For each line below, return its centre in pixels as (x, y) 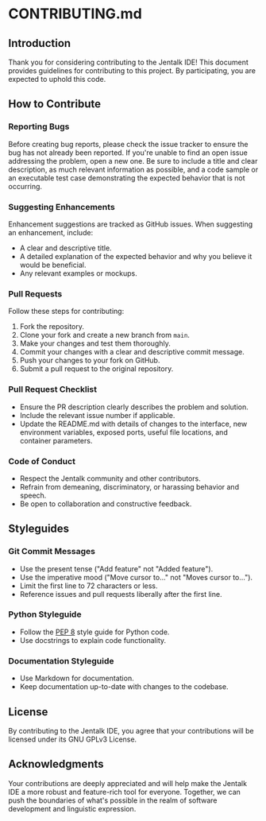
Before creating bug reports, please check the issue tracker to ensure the (128, 144)
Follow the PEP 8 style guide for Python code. (94, 632)
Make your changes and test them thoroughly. (95, 343)
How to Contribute (55, 104)
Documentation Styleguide (61, 660)
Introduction (40, 43)
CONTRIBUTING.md (75, 14)
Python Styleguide (45, 614)
